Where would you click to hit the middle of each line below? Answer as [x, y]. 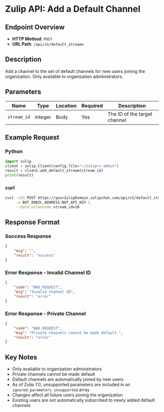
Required [92, 105]
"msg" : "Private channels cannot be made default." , [69, 333]
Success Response [28, 236]
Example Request [32, 137]
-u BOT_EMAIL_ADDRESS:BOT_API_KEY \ [53, 202]
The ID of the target [130, 114]
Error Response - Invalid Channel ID [48, 272]
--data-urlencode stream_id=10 [48, 207]
